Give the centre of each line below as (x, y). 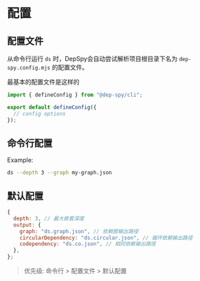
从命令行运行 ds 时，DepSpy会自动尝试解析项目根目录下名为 (92, 59)
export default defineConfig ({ (52, 107)
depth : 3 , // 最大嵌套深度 (49, 218)
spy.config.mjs (29, 68)
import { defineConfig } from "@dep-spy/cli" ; (75, 95)
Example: (20, 160)
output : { (27, 225)
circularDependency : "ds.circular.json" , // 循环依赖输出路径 (106, 238)
